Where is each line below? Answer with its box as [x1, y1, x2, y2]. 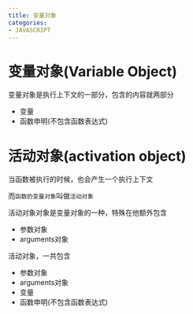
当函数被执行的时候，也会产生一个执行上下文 [8, 175, 154, 184]
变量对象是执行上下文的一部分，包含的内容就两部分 [8, 90, 174, 99]
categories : [8, 19, 47, 27]
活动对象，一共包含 [8, 251, 71, 260]
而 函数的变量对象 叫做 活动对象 [8, 191, 94, 201]
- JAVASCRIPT [8, 26, 51, 34]
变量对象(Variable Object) [8, 62, 177, 80]
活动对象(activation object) [8, 147, 187, 165]
